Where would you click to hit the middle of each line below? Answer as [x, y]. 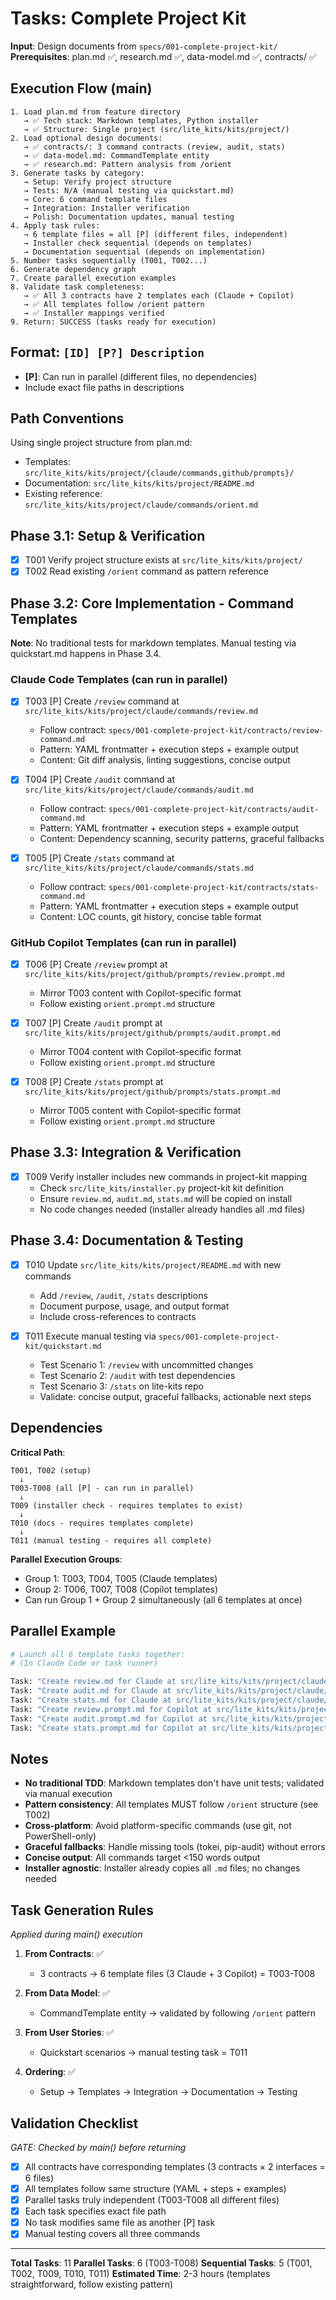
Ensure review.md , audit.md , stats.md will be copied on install [166, 1198]
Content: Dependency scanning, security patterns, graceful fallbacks [182, 838]
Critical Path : [38, 1452]
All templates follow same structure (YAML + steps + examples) [155, 2189]
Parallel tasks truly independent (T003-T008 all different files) [152, 2200]
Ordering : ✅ [50, 2072]
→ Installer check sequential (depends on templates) [138, 243]
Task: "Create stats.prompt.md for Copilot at [109, 1728]
